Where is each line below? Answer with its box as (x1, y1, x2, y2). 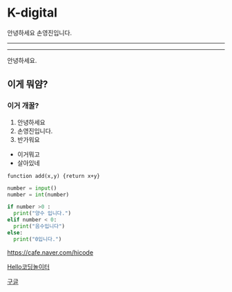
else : (7, 229, 23, 236)
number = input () (7, 185, 57, 192)
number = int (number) (7, 191, 70, 198)
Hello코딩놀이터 (7, 262, 50, 271)
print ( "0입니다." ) (13, 235, 62, 243)
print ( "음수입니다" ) (13, 223, 66, 230)
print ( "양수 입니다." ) (13, 210, 71, 217)
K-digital (7, 5, 57, 21)
